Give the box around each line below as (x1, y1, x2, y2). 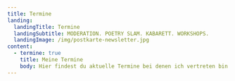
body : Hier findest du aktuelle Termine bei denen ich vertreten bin (20, 63, 229, 70)
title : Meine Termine (20, 56, 83, 63)
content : (7, 43, 33, 50)
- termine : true (13, 50, 61, 57)
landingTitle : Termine (13, 23, 80, 30)
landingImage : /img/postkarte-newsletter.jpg (13, 37, 150, 44)
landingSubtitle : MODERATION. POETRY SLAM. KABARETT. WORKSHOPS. (13, 30, 210, 37)
